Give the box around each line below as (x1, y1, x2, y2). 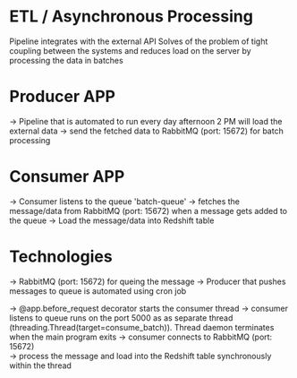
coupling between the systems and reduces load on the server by (9, 45, 252, 56)
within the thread (9, 360, 72, 371)
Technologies (9, 246, 114, 266)
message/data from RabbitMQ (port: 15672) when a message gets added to (9, 205, 288, 216)
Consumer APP (9, 167, 125, 187)
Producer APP (9, 87, 116, 107)
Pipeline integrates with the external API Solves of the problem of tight (9, 36, 268, 47)
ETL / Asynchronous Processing (9, 6, 253, 27)
